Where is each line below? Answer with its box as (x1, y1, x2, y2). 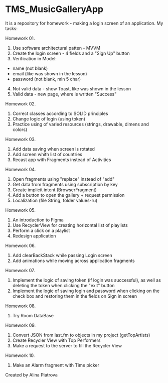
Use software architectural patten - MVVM (12, 45, 101, 51)
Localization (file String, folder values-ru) (12, 197, 98, 203)
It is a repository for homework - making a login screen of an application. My (5, 20, 163, 26)
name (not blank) (12, 65, 48, 71)
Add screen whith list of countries (12, 151, 83, 157)
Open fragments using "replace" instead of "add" (12, 176, 115, 182)
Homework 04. (5, 166, 36, 172)
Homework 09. (5, 322, 36, 328)
